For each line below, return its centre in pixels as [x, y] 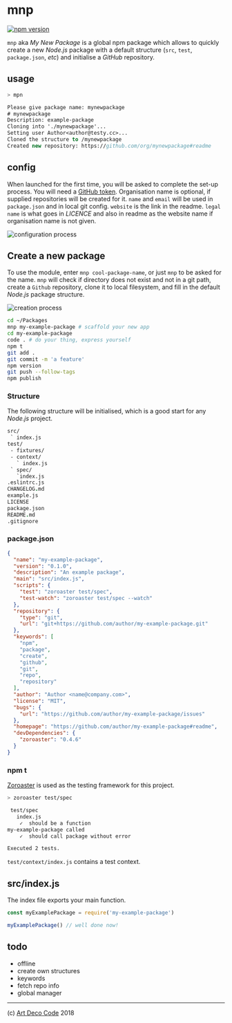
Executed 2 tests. [33, 849]
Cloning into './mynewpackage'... [57, 126]
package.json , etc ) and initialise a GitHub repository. [81, 57]
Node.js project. [30, 419]
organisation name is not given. [52, 220]
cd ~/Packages [28, 321]
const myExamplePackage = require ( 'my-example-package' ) [91, 913]
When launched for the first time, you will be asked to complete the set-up [113, 184]
